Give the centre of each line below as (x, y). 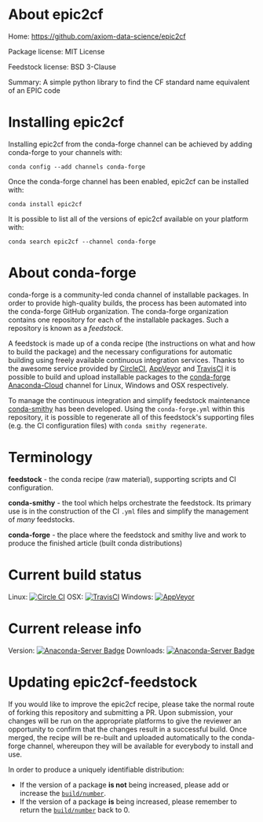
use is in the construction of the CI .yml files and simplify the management (128, 511)
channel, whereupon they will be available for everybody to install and (140, 746)
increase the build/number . (63, 793)
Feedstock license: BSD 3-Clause (62, 67)
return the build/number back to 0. (75, 809)
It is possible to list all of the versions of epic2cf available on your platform (128, 219)
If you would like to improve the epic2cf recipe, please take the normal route (131, 704)
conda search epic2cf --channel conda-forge (82, 242)
